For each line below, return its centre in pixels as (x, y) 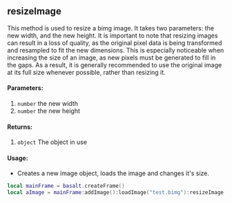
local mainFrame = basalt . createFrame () (66, 186)
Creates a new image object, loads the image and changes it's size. (113, 173)
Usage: (18, 158)
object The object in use (52, 142)
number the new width (47, 104)
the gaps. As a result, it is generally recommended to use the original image (115, 64)
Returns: (20, 127)
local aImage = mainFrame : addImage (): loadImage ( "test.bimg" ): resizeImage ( (117, 193)
